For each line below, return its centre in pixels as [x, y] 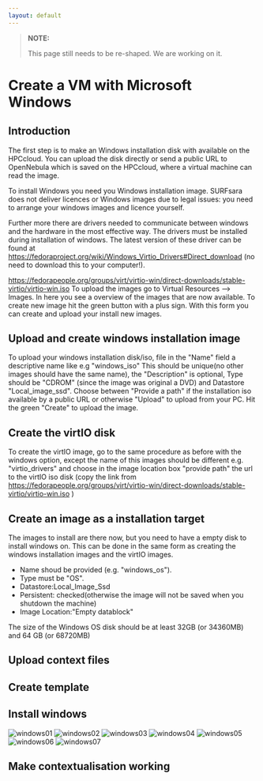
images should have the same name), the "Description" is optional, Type [126, 374]
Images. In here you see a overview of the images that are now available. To [131, 296]
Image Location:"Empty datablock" [77, 612]
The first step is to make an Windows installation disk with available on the [129, 150]
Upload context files [59, 660]
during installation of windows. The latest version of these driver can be [125, 240]
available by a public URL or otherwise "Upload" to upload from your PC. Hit [132, 399]
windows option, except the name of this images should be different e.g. [126, 460]
